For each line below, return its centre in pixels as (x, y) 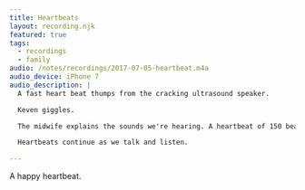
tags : (20, 43)
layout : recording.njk (52, 26)
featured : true (38, 34)
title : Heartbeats (44, 18)
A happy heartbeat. (45, 176)
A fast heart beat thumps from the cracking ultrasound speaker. (144, 93)
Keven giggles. (46, 109)
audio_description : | (50, 85)
